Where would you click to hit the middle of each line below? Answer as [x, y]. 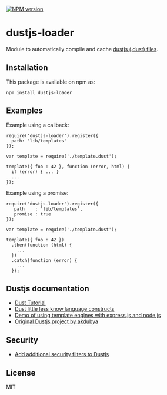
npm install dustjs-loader [39, 92]
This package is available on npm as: [51, 82]
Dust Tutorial [30, 303]
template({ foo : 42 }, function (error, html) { [68, 167]
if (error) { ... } [35, 172]
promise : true [32, 214]
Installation [27, 68]
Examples [24, 111]
